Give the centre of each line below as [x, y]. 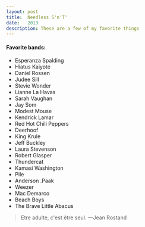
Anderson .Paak [34, 181]
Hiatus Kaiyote [32, 67]
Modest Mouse [33, 111]
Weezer [24, 187]
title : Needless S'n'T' [37, 17]
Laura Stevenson [35, 149]
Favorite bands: [26, 47]
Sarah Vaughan [34, 98]
